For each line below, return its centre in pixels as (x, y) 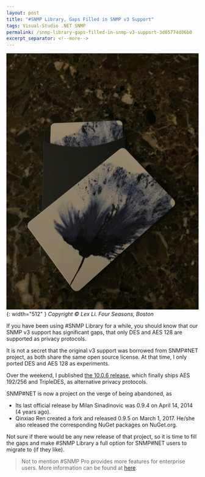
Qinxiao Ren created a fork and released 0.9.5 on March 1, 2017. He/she (105, 418)
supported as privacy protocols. (46, 339)
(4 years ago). (33, 412)
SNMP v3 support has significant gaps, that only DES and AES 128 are (95, 332)
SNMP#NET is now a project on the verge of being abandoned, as (89, 394)
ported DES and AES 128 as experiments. (58, 363)
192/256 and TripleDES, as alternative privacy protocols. (77, 382)
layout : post (23, 13)
